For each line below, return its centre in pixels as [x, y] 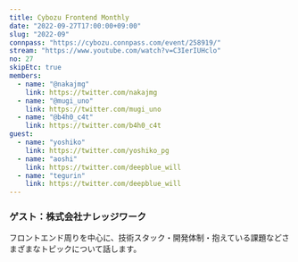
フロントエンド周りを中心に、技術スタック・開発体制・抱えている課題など [146, 238]
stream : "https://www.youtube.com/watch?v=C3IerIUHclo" [115, 51]
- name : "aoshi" [47, 159]
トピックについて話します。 [91, 249]
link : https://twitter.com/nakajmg [91, 92]
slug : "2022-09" [39, 34]
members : [25, 76]
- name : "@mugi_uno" [55, 101]
